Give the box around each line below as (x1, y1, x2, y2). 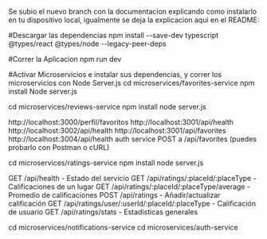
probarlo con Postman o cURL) (8, 143, 110, 152)
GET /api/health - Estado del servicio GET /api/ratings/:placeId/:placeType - (8, 174, 257, 183)
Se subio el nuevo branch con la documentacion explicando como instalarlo (8, 7, 257, 16)
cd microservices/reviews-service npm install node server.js (8, 102, 206, 111)
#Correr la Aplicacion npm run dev (8, 55, 122, 64)
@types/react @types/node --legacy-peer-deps (8, 39, 167, 48)
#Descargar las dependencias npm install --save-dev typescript (8, 31, 219, 40)
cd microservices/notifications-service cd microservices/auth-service (8, 222, 238, 232)
